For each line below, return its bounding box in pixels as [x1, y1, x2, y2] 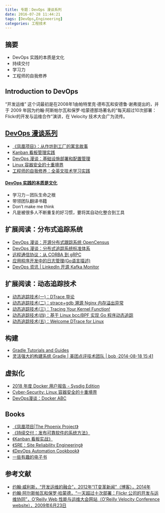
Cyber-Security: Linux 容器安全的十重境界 [12, 389, 98, 395]
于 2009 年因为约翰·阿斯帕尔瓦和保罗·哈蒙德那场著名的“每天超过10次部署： [5, 107, 157, 113]
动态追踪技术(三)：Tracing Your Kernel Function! [12, 306, 111, 312]
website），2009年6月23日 [12, 502, 66, 508]
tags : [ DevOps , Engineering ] [5, 16, 63, 21]
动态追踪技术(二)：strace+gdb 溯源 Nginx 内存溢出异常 [12, 300, 124, 306]
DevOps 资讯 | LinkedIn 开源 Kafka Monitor [12, 264, 99, 270]
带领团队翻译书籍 [12, 198, 47, 204]
